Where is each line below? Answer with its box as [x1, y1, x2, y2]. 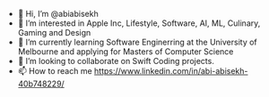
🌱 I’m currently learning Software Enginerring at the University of [17, 36, 257, 47]
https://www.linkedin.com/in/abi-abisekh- [93, 66, 248, 76]
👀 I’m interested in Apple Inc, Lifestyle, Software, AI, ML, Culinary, [17, 18, 261, 28]
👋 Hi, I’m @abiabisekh [17, 9, 99, 19]
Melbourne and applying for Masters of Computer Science [17, 46, 234, 57]
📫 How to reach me [17, 66, 92, 76]
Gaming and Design [17, 28, 91, 37]
